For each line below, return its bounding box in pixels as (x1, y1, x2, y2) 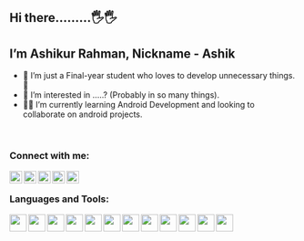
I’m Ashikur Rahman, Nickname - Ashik (9, 46, 236, 61)
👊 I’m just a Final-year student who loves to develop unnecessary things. (22, 70, 296, 81)
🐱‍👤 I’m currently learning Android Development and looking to (22, 100, 255, 110)
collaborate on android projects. (22, 109, 143, 120)
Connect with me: (9, 150, 90, 162)
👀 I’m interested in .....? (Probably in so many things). (22, 89, 220, 100)
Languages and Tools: (9, 193, 109, 205)
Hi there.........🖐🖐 (9, 10, 117, 26)
